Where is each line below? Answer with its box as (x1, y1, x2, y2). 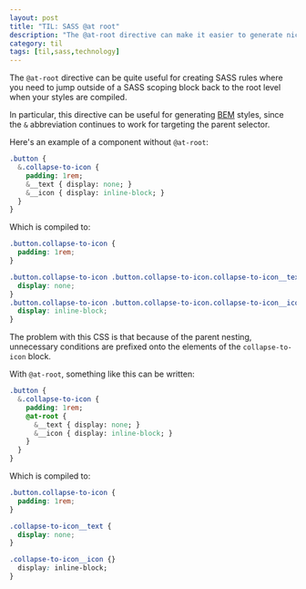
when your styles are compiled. (9, 92, 127, 103)
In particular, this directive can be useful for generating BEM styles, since (9, 109, 284, 120)
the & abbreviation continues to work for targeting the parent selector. (9, 119, 270, 130)
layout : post (9, 13, 59, 23)
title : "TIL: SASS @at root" (9, 22, 120, 31)
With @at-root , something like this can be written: (9, 368, 195, 379)
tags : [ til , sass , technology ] (9, 47, 120, 57)
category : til (9, 38, 64, 48)
